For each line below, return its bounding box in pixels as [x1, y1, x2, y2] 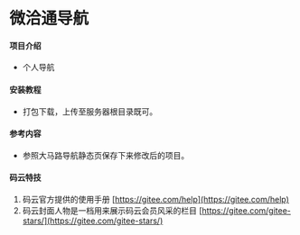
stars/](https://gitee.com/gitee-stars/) [22, 215, 164, 226]
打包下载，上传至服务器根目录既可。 [22, 105, 158, 117]
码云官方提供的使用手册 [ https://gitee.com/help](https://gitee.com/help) [22, 194, 289, 204]
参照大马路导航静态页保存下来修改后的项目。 [22, 149, 190, 160]
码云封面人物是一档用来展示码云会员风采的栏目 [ [22, 205, 202, 216]
